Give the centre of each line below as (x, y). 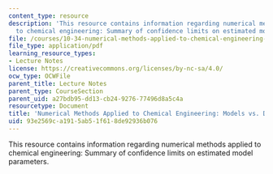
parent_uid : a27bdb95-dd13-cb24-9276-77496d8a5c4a (96, 99)
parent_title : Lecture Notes (58, 83)
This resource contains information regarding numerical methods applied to (135, 144)
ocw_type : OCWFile (39, 76)
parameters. (29, 161)
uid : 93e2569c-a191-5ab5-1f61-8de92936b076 (83, 121)
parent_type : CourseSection (56, 91)
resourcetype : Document (49, 106)
